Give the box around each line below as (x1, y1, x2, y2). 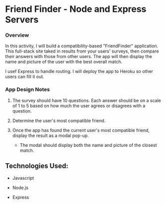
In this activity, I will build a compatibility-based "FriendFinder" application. (5, 43, 159, 49)
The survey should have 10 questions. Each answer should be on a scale (12, 97, 162, 103)
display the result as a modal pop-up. (12, 133, 89, 138)
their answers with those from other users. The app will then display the (5, 54, 153, 60)
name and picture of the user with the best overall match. (5, 59, 123, 65)
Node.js (12, 185, 29, 191)
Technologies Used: (5, 162, 69, 170)
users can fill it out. (5, 73, 45, 80)
